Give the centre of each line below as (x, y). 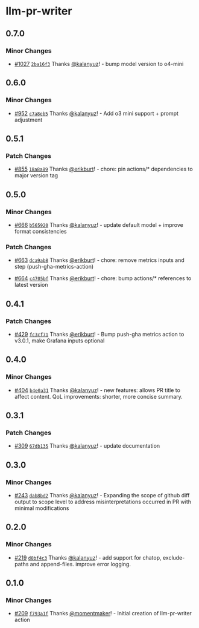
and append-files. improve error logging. (80, 564)
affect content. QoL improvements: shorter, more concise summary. (99, 396)
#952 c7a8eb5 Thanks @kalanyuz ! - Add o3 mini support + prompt (96, 113)
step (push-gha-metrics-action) (54, 267)
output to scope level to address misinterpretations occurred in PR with (103, 502)
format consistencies (40, 231)
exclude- (174, 557)
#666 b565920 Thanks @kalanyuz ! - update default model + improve (99, 224)
